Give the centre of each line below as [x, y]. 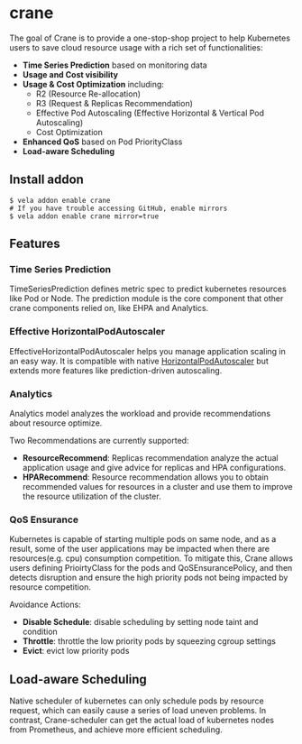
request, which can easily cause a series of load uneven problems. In [138, 711]
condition [40, 632]
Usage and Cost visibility [70, 74]
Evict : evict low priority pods [76, 651]
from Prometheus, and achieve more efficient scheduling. [116, 730]
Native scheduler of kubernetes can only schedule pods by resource [137, 701]
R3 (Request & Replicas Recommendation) [114, 103]
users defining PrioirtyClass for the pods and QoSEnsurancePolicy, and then [151, 568]
